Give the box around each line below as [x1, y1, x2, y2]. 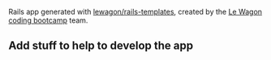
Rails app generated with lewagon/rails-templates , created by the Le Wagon [8, 7, 262, 16]
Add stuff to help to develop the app [8, 39, 193, 53]
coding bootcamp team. [8, 15, 88, 25]
